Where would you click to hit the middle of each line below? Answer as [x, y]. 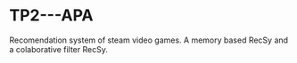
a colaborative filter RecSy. [59, 49]
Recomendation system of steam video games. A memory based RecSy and [148, 40]
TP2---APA [51, 16]
